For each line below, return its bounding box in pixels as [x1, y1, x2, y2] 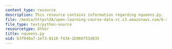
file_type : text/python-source [5, 21, 72, 27]
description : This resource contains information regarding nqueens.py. [5, 12, 164, 17]
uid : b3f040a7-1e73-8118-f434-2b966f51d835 [5, 36, 100, 41]
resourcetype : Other [5, 27, 50, 32]
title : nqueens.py [5, 31, 45, 36]
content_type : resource [5, 7, 56, 13]
